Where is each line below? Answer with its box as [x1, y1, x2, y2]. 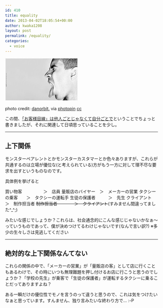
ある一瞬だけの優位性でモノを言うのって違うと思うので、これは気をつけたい [5, 291, 158, 297]
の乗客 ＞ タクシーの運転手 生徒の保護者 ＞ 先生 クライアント [5, 194, 152, 200]
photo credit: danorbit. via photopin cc [5, 105, 82, 111]
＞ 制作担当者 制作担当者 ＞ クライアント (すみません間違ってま [5, 201, 152, 206]
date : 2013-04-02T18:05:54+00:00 [5, 18, 73, 23]
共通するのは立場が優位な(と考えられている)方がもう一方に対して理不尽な [5, 162, 152, 168]
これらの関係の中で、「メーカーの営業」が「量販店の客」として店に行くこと [5, 263, 156, 269]
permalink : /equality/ [5, 34, 51, 38]
